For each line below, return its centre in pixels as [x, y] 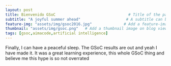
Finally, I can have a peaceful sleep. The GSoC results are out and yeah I [81, 48]
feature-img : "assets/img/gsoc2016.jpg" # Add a [73, 24]
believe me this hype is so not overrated [47, 58]
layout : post [19, 10]
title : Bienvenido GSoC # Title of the [83, 15]
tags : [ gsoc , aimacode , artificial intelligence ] [57, 33]
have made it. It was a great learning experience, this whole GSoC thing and [85, 53]
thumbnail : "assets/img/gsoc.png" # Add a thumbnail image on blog [81, 29]
